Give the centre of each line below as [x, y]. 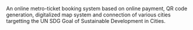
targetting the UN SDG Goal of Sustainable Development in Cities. [86, 21]
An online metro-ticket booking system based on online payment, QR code [97, 9]
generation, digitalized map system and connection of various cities [89, 15]
